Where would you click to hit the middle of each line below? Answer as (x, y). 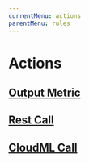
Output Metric (44, 93)
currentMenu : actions (45, 16)
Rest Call (31, 120)
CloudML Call (43, 147)
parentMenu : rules (39, 23)
